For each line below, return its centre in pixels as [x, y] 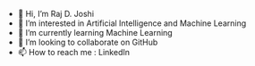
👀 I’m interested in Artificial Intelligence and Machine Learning [132, 23]
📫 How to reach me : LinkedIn [73, 52]
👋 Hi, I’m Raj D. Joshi [56, 14]
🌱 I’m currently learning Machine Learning [95, 33]
